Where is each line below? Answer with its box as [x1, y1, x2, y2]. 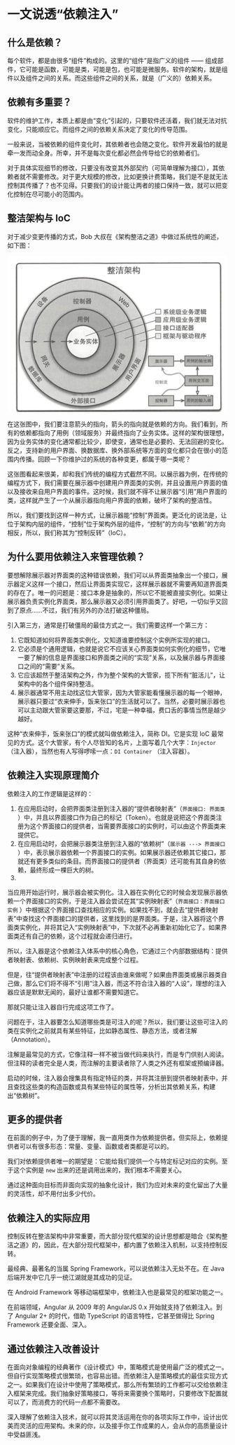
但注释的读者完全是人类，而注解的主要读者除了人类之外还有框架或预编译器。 [7, 1059, 228, 1067]
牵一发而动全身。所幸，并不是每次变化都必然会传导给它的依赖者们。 [7, 149, 204, 157]
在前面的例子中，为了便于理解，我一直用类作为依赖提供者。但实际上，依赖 [7, 1133, 222, 1142]
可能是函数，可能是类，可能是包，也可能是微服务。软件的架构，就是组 [25, 65, 228, 74]
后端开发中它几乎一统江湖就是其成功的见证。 [7, 1273, 136, 1282]
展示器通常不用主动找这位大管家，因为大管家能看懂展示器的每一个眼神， [17, 688, 226, 697]
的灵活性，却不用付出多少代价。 [7, 1189, 99, 1198]
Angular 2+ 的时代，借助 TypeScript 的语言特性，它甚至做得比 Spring [15, 1312, 215, 1320]
